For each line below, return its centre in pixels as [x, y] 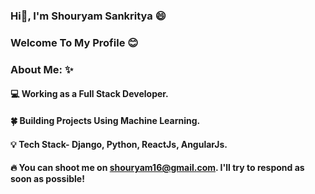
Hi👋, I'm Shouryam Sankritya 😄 [88, 16]
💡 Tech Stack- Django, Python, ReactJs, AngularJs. [119, 144]
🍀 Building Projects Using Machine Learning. [105, 120]
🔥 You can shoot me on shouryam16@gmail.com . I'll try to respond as [157, 168]
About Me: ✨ [42, 69]
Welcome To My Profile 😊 [74, 42]
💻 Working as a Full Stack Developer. [89, 94]
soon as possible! [47, 179]
